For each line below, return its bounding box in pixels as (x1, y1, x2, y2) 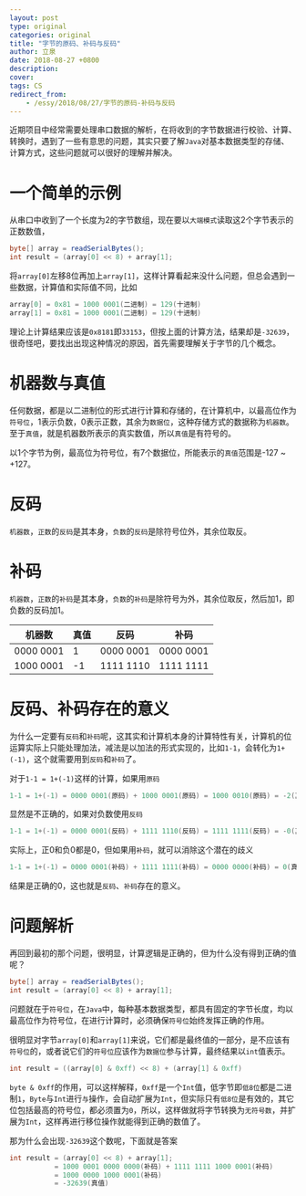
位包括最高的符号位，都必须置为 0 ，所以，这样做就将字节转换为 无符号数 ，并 (9, 1104, 289, 1115)
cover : (9, 73, 35, 82)
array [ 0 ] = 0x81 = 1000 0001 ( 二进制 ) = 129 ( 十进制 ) (9, 300, 202, 309)
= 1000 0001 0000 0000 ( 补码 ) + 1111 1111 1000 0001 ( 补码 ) (54, 1161, 274, 1171)
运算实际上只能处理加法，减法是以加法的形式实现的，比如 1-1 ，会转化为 (9, 741, 278, 753)
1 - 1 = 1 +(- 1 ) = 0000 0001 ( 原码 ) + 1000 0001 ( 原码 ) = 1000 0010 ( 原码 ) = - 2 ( (9, 791, 296, 800)
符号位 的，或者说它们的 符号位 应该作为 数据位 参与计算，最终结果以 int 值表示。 (9, 1045, 291, 1056)
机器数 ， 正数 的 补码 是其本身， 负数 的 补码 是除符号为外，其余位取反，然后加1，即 (9, 593, 295, 603)
